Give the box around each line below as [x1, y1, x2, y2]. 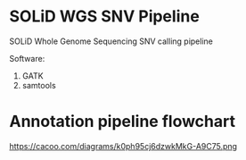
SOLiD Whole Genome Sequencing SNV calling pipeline [9, 36, 214, 46]
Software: [9, 53, 45, 63]
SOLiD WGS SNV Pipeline [9, 6, 201, 27]
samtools [21, 80, 56, 90]
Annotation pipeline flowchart [9, 112, 236, 131]
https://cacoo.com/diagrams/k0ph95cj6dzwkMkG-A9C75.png [9, 140, 238, 151]
